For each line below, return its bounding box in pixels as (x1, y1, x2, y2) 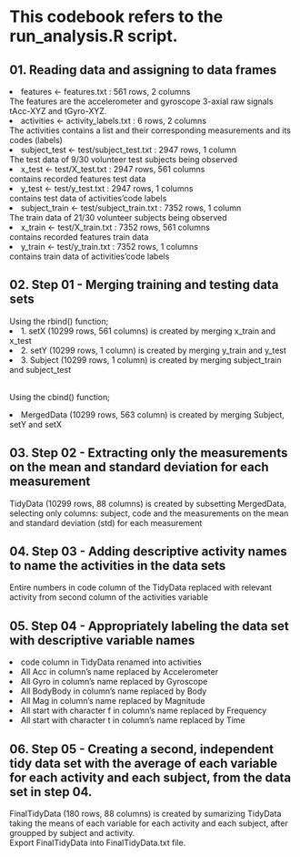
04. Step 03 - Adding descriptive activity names (9, 544, 288, 560)
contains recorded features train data (9, 232, 149, 243)
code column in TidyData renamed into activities (21, 656, 202, 667)
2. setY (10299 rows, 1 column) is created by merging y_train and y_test (21, 345, 286, 356)
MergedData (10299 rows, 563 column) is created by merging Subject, (21, 408, 285, 420)
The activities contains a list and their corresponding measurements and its (9, 125, 291, 136)
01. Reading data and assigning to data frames (9, 62, 277, 77)
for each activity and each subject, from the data (9, 769, 292, 785)
